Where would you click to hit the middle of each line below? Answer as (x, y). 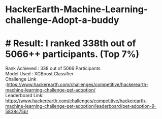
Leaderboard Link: (25, 96)
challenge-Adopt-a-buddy (62, 20)
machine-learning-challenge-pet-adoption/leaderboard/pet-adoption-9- (81, 106)
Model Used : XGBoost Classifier (39, 74)
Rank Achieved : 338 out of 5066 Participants (53, 68)
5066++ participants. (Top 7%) (72, 54)
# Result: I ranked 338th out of (71, 43)
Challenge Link (21, 79)
